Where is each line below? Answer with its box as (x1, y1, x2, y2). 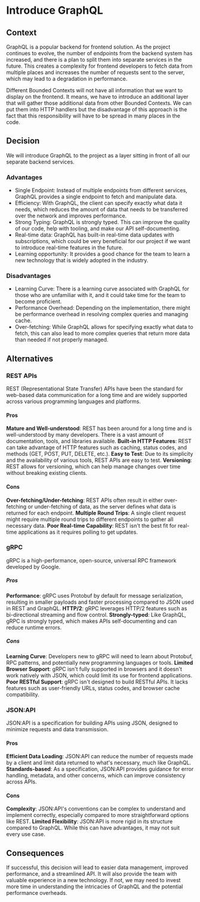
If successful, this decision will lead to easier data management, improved (6, 864, 188, 871)
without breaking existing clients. (6, 470, 88, 477)
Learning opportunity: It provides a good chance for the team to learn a (14, 250, 190, 258)
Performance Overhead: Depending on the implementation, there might (14, 304, 190, 311)
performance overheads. (6, 889, 67, 897)
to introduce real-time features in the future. (14, 244, 124, 252)
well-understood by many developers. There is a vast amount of (6, 431, 164, 438)
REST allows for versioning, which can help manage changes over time (6, 463, 181, 470)
